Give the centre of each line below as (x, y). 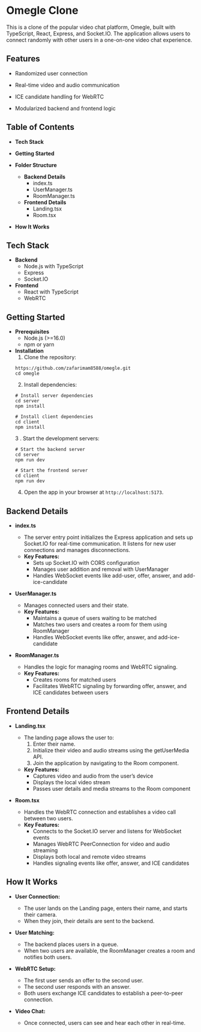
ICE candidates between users (71, 693)
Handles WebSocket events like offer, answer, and (95, 637)
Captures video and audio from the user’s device (93, 776)
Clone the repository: (50, 357)
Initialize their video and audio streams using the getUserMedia (111, 750)
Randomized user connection (51, 73)
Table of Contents (40, 127)
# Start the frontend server (51, 471)
